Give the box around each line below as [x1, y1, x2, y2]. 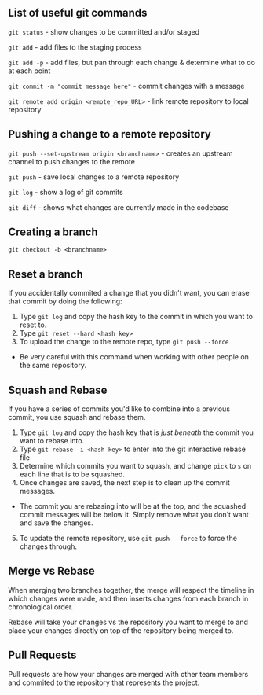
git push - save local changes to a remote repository [8, 172, 180, 182]
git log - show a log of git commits [8, 187, 123, 197]
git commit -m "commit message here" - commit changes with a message [8, 81, 245, 90]
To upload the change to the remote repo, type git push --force [19, 337, 229, 347]
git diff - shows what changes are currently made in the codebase [8, 202, 229, 211]
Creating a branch [8, 226, 98, 239]
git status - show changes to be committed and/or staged [8, 27, 200, 36]
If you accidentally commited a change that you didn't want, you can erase [8, 289, 250, 298]
